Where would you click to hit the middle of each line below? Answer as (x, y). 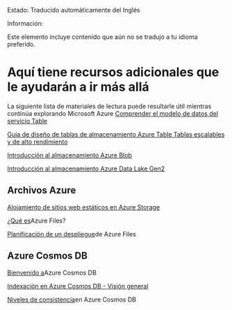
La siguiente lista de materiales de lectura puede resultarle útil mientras (109, 106)
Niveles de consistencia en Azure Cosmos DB (72, 299)
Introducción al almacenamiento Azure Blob (69, 155)
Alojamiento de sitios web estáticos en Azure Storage (84, 207)
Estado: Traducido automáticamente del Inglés (74, 10)
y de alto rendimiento (38, 141)
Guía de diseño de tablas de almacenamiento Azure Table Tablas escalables (116, 134)
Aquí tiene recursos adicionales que (113, 72)
